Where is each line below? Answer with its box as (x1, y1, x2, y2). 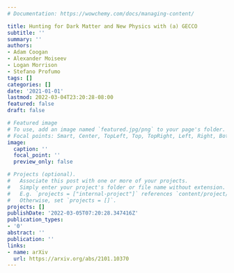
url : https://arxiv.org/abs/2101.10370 (13, 255, 130, 262)
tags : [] (7, 75, 33, 81)
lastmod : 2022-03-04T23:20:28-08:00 (7, 94, 114, 101)
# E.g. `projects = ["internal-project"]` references (7, 190, 173, 197)
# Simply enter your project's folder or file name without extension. (7, 184, 226, 191)
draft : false (7, 107, 45, 114)
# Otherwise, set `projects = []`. (7, 196, 117, 204)
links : (7, 242, 26, 249)
